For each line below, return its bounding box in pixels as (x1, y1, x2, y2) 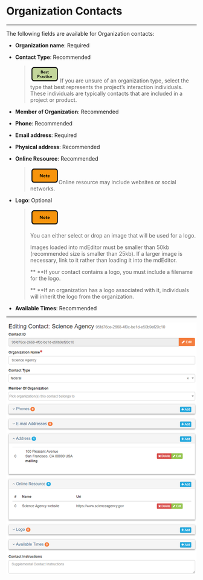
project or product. (30, 96, 77, 104)
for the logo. (30, 275, 61, 282)
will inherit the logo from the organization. (30, 293, 134, 300)
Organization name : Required (14, 41, 90, 49)
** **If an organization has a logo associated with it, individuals (30, 286, 189, 293)
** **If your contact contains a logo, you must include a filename (30, 268, 193, 275)
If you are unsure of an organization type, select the (60, 77, 189, 84)
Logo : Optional (14, 196, 53, 204)
